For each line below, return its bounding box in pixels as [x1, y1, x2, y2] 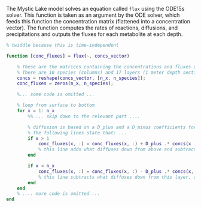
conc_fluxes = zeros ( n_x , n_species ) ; [17, 80, 114, 86]
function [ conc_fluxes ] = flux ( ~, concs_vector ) [6, 53, 130, 59]
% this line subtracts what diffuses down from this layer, [38, 174, 191, 180]
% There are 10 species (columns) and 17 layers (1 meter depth [17, 69, 181, 76]
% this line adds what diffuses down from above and [38, 146, 172, 152]
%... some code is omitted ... [17, 91, 95, 98]
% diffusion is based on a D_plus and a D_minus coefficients [28, 124, 186, 130]
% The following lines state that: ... [28, 130, 127, 136]
